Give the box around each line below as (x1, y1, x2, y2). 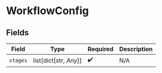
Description (119, 45, 153, 53)
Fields (6, 28, 29, 38)
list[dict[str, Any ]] (33, 56, 82, 64)
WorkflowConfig (6, 4, 90, 18)
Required (87, 45, 114, 53)
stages (9, 57, 28, 64)
